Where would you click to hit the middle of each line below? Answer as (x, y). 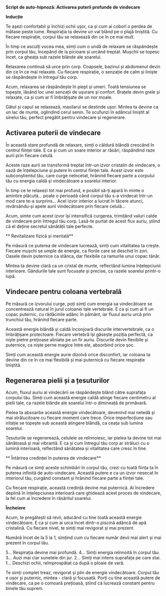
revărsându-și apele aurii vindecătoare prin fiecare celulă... (66, 206)
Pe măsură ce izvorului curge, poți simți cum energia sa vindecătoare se (79, 304)
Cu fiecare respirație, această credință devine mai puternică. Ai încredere (80, 488)
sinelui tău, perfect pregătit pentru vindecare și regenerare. (66, 117)
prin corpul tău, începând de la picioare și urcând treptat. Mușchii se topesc (83, 52)
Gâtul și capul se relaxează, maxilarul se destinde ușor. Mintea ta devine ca (82, 107)
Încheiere (16, 508)
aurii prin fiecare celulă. (30, 155)
